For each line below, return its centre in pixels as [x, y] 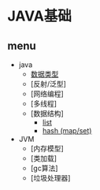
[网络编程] [47, 94]
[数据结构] [47, 114]
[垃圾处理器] [50, 178]
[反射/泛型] [48, 84]
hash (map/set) [67, 130]
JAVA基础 [40, 16]
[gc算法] [44, 168]
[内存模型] [47, 148]
